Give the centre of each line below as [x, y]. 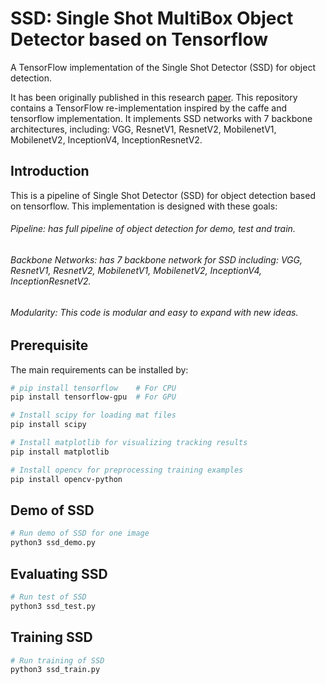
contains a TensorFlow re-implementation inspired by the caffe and [148, 108]
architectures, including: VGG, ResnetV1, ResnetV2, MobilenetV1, [143, 129]
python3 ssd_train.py [55, 670]
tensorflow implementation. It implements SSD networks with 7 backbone [161, 118]
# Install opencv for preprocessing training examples [127, 470]
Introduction [50, 171]
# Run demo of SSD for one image [80, 533]
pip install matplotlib [60, 452]
